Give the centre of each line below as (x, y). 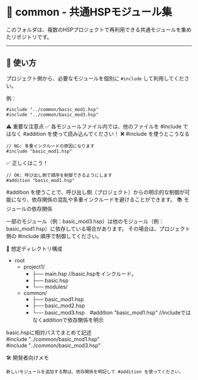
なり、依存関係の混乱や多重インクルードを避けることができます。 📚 (99, 199)
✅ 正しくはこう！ (27, 163)
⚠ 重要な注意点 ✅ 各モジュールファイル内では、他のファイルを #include (94, 126)
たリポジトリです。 (29, 37)
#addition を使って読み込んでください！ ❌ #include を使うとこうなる (106, 134)
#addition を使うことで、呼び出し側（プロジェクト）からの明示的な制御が (95, 192)
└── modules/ (50, 287)
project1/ (34, 267)
